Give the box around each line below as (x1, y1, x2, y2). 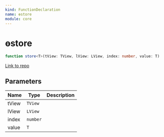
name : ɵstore (5, 12, 32, 17)
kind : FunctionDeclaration (5, 7, 61, 12)
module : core (5, 16, 32, 21)
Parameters (5, 77, 42, 85)
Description (46, 92, 75, 99)
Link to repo (5, 63, 30, 69)
